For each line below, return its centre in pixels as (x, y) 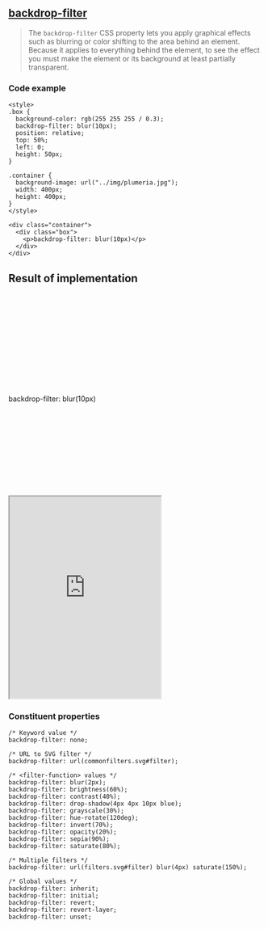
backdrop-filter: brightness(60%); (68, 790)
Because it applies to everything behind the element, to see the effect (144, 50)
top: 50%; (32, 141)
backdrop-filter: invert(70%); (61, 825)
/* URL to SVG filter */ (50, 754)
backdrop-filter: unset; (50, 917)
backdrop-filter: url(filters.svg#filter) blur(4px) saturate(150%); (128, 868)
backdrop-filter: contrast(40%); (65, 797)
